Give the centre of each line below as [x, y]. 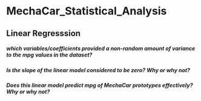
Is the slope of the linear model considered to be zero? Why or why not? [98, 70]
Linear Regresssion [43, 33]
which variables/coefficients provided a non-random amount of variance [101, 49]
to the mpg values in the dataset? [49, 55]
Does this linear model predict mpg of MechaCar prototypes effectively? [100, 85]
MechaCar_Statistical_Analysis [87, 11]
